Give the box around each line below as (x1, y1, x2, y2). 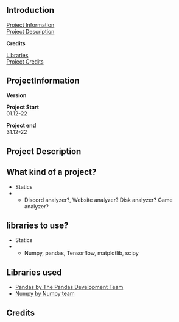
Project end (6, 122, 37, 130)
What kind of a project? (6, 167, 97, 177)
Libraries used (6, 267, 62, 277)
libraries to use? (6, 221, 69, 231)
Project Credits (6, 57, 44, 65)
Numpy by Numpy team (15, 290, 75, 298)
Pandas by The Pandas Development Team (15, 284, 124, 291)
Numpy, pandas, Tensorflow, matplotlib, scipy (24, 249, 139, 257)
